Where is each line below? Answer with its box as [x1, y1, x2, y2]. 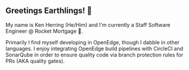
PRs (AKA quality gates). [5, 57, 65, 64]
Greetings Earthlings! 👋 [5, 6, 92, 16]
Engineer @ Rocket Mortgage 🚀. [5, 27, 83, 34]
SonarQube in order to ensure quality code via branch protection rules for [5, 51, 183, 58]
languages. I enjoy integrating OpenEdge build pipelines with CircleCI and [5, 45, 183, 52]
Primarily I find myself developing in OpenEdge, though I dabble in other [5, 38, 180, 45]
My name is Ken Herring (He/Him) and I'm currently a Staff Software [5, 21, 171, 28]
